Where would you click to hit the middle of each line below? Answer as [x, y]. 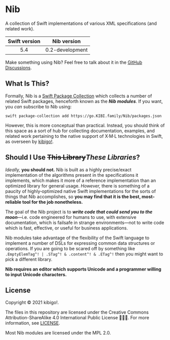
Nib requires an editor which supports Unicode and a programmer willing [83, 269]
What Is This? [27, 84]
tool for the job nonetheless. [52, 202]
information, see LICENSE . [33, 323]
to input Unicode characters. [36, 274]
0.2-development [67, 50]
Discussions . [18, 67]
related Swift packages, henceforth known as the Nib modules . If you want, [84, 101]
